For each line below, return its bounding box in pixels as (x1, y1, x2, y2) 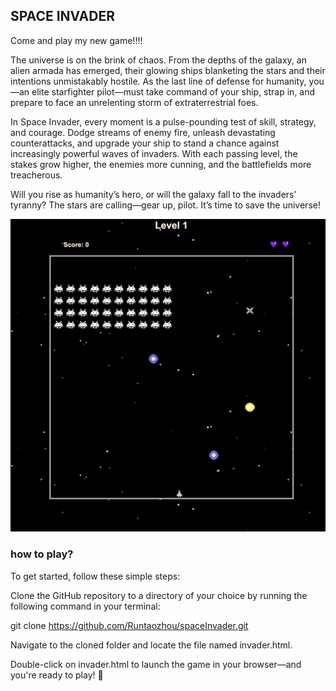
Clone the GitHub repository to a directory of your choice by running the (10, 589, 308, 601)
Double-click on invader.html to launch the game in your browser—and (10, 658, 302, 670)
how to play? (10, 547, 74, 561)
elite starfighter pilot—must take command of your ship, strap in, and (31, 85, 316, 98)
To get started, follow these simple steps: (10, 570, 181, 582)
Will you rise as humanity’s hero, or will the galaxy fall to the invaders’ (10, 188, 297, 200)
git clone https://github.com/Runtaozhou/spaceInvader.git (10, 619, 249, 631)
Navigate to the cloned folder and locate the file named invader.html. (10, 639, 293, 651)
